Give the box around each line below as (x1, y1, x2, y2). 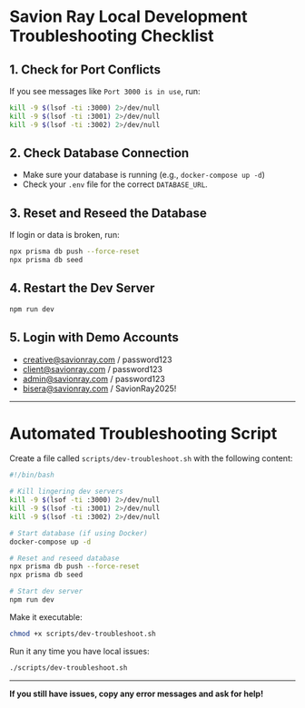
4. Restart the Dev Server (9, 280, 155, 296)
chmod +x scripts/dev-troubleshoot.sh (9, 629, 156, 638)
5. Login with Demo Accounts (9, 329, 179, 346)
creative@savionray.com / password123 (22, 354, 172, 365)
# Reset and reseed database (9, 554, 120, 563)
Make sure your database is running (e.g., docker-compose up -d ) (22, 170, 266, 181)
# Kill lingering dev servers (9, 487, 124, 497)
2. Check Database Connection (9, 145, 190, 161)
